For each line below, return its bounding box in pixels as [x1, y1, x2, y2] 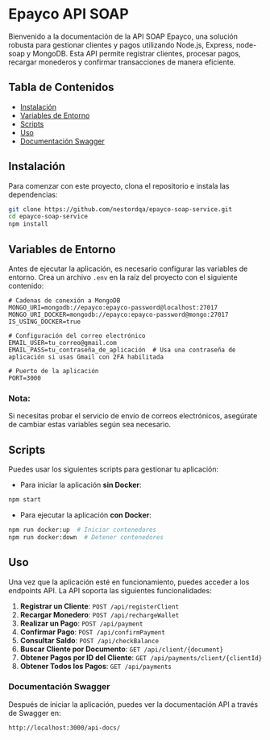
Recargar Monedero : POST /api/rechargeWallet [19, 609, 180, 619]
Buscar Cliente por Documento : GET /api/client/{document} [19, 644, 224, 654]
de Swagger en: [8, 708, 61, 717]
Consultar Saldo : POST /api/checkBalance [19, 635, 160, 645]
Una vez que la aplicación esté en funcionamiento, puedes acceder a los [8, 577, 250, 587]
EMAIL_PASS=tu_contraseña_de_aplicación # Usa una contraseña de [8, 346, 236, 354]
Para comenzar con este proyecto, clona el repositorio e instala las [8, 181, 230, 190]
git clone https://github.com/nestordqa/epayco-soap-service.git [8, 205, 232, 214]
